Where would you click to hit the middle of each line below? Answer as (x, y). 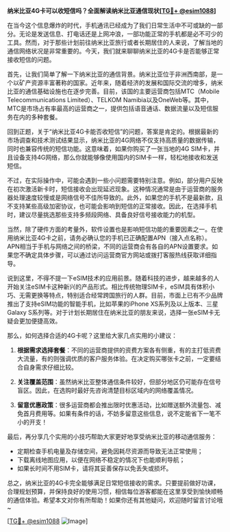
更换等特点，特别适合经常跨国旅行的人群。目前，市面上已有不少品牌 (127, 295)
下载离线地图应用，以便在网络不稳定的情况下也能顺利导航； (101, 460)
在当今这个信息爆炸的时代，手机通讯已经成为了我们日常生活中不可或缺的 (109, 25)
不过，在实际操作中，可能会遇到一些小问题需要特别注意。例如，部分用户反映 (115, 180)
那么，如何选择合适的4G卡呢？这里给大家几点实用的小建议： (92, 336)
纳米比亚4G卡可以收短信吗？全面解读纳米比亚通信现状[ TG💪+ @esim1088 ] (112, 11)
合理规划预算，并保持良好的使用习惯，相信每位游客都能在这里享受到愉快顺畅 (115, 492)
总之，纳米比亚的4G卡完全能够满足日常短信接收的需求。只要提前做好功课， (113, 483)
